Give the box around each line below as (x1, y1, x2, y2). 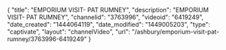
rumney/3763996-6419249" (7, 35, 88, 43)
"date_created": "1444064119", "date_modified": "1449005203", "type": (7, 21, 210, 28)
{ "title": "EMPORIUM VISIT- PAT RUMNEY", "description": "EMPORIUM (7, 6, 209, 14)
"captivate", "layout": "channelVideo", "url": (7, 27, 131, 36)
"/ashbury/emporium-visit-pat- (132, 27, 220, 36)
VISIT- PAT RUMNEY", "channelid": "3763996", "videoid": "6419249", (7, 13, 204, 21)
